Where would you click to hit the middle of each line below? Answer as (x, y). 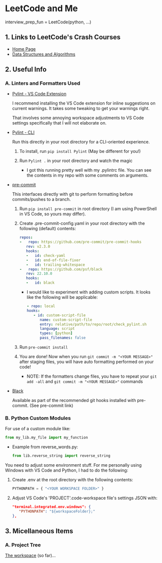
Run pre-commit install (44, 347)
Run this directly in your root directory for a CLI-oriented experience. (81, 142)
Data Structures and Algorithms (44, 54)
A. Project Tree (23, 545)
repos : (26, 237)
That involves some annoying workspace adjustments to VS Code (78, 118)
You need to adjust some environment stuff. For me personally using (73, 465)
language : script (57, 329)
